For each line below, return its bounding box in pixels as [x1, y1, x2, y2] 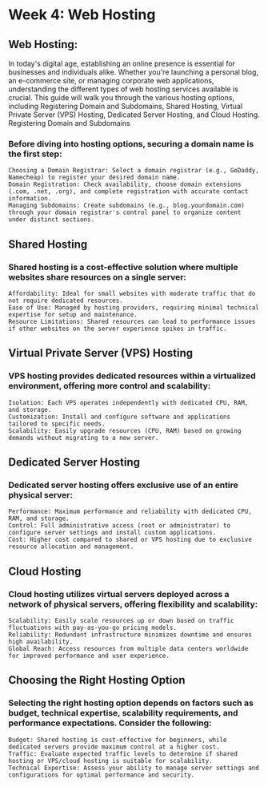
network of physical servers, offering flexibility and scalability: [8, 599, 258, 610]
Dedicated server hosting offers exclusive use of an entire [8, 479, 238, 490]
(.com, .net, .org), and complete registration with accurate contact [8, 188, 249, 196]
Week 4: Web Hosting [8, 6, 156, 24]
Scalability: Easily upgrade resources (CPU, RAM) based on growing [8, 426, 242, 434]
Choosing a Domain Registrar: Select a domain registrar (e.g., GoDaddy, [8, 167, 260, 175]
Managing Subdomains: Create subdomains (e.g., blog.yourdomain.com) [8, 202, 246, 210]
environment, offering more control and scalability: [8, 381, 211, 392]
